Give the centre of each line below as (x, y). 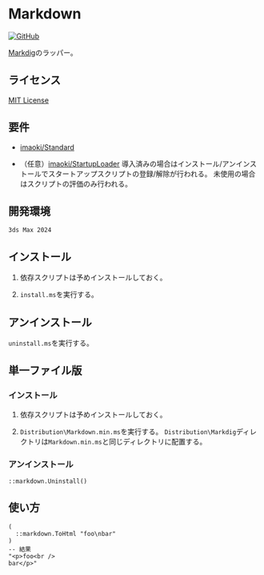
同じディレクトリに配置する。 (158, 441)
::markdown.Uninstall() (48, 481)
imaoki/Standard (47, 147)
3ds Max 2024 (30, 230)
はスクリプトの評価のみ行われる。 (76, 183)
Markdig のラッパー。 (43, 52)
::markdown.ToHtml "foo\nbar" (66, 533)
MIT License (29, 100)
